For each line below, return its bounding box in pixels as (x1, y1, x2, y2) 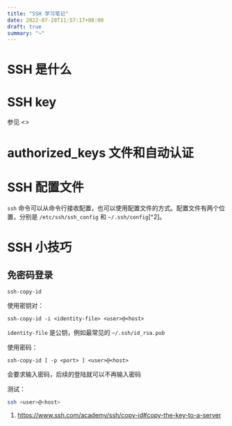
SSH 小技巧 (7, 239, 72, 255)
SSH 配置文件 (7, 179, 85, 195)
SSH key (7, 94, 57, 110)
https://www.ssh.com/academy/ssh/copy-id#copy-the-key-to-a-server (17, 411, 222, 420)
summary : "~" (7, 29, 45, 37)
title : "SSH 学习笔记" (7, 10, 69, 17)
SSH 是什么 (7, 62, 72, 77)
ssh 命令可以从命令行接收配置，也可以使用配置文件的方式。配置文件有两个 (7, 203, 219, 212)
